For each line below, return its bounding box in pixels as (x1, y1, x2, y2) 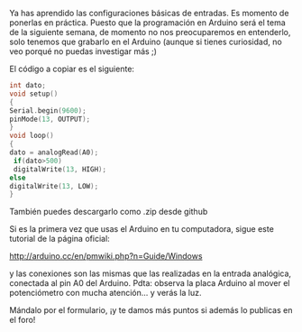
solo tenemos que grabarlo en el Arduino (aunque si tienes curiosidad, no (9, 36, 282, 47)
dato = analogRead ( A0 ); (9, 148, 99, 157)
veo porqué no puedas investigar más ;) (9, 46, 158, 57)
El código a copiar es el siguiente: (9, 63, 135, 74)
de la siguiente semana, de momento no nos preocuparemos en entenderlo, (9, 27, 291, 37)
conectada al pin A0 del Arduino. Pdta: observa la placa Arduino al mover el (9, 278, 290, 289)
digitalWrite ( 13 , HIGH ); (13, 164, 106, 174)
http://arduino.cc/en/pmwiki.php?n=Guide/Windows (9, 251, 203, 262)
